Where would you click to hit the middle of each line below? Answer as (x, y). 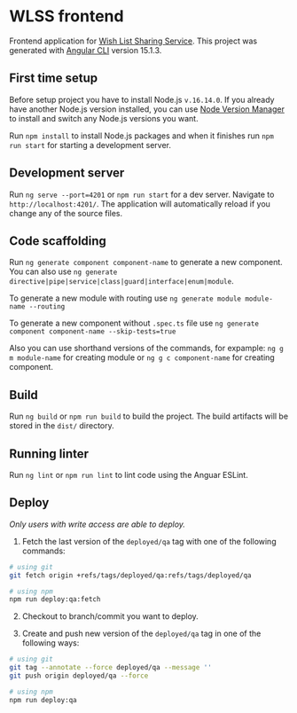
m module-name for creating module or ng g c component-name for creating (142, 357)
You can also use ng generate (63, 271)
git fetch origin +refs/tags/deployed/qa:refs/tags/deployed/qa (130, 575)
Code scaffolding (58, 241)
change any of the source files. (66, 213)
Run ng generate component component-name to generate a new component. (146, 262)
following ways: (51, 643)
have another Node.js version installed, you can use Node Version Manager (147, 109)
